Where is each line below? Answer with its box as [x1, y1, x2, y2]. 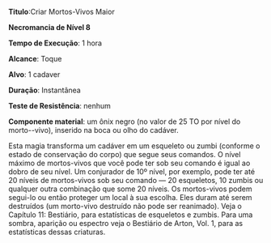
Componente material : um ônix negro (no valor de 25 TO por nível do [8, 117, 241, 126]
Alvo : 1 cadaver [8, 70, 61, 79]
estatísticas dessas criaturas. [8, 227, 106, 237]
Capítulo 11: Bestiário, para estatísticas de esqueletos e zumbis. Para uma [8, 210, 253, 220]
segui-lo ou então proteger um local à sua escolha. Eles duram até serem [8, 193, 252, 202]
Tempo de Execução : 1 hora [8, 38, 103, 48]
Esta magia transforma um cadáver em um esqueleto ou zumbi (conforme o [8, 141, 260, 151]
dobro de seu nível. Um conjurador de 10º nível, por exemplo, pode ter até [8, 167, 256, 177]
